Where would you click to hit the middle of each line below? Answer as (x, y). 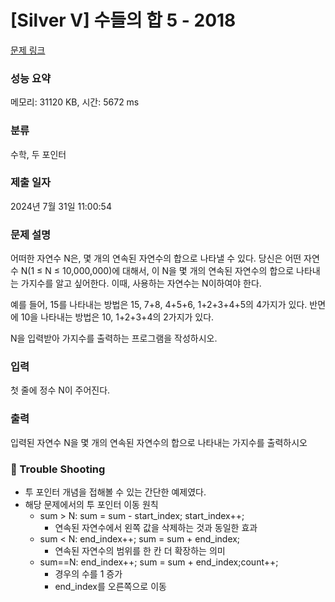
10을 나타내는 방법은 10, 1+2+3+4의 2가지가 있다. (117, 317)
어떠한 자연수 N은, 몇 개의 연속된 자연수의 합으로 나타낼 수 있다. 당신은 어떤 (156, 258)
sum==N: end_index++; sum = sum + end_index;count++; (159, 562)
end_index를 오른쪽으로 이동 (110, 587)
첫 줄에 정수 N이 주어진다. (60, 390)
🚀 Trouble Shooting (58, 469)
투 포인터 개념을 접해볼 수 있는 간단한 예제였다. (115, 492)
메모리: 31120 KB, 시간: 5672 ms (75, 102)
